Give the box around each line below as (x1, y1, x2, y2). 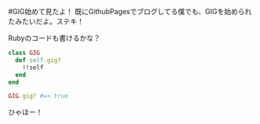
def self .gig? (15, 56, 61, 64)
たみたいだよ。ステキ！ (8, 16, 84, 26)
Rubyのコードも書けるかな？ (8, 34, 101, 42)
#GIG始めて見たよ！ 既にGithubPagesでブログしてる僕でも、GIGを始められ (8, 7, 252, 16)
